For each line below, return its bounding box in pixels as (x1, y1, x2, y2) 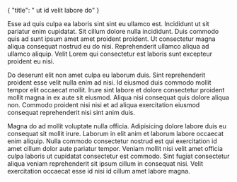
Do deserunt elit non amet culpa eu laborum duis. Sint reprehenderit (7, 71, 206, 79)
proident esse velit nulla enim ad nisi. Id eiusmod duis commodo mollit (7, 78, 212, 87)
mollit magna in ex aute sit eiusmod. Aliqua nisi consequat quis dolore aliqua (7, 93, 230, 102)
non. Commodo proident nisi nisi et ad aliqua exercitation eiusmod (7, 101, 200, 109)
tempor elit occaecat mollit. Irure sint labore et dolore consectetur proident (7, 86, 225, 94)
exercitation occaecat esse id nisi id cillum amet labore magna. (7, 167, 190, 175)
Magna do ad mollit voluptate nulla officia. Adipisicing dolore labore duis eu (7, 122, 226, 130)
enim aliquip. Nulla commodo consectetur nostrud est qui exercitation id (7, 137, 217, 145)
